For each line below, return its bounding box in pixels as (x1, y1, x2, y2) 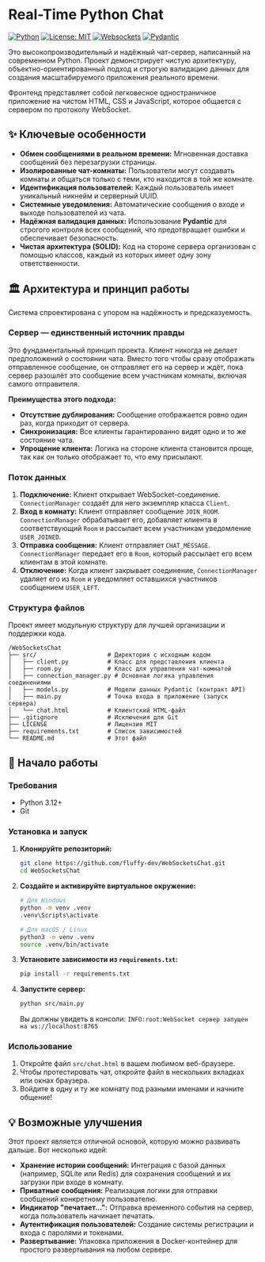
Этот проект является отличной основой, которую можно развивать (8, 1137, 240, 1146)
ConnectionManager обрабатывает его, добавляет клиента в (19, 515, 218, 525)
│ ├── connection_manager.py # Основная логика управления (8, 672, 214, 680)
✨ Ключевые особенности (8, 128, 146, 141)
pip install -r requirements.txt (19, 970, 131, 978)
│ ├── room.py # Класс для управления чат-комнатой (8, 665, 232, 673)
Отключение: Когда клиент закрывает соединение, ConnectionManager (19, 566, 258, 575)
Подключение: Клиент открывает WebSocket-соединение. (19, 490, 221, 499)
